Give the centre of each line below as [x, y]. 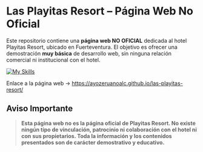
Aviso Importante [40, 109]
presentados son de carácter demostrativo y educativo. [93, 142]
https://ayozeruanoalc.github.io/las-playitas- [127, 83]
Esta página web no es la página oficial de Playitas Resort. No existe [108, 123]
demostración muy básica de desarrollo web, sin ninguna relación [89, 53]
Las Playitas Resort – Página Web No [100, 11]
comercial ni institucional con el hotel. [53, 60]
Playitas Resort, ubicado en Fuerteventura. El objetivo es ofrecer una [92, 47]
